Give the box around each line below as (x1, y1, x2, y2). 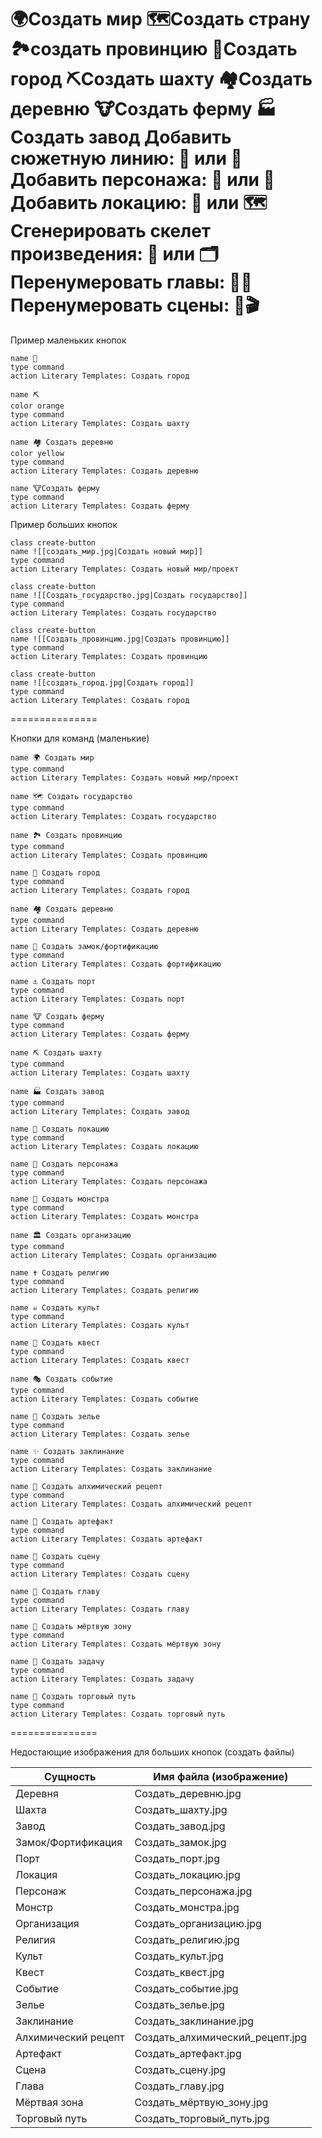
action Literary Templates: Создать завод (10, 1106, 190, 1116)
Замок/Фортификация (15, 1835, 123, 1849)
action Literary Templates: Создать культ (10, 1320, 190, 1330)
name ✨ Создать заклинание (10, 1446, 125, 1456)
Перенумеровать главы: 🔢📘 (10, 271, 253, 294)
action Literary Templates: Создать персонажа (10, 1176, 208, 1186)
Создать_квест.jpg (134, 1965, 225, 1979)
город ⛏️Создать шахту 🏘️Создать (10, 68, 313, 91)
